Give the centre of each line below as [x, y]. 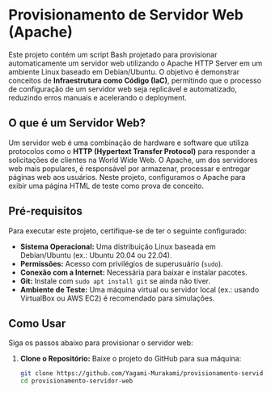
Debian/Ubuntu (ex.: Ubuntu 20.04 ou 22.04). [96, 255]
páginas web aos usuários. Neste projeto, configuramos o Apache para [127, 177]
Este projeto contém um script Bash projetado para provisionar [113, 54]
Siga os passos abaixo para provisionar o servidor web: [101, 343]
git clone [37, 374]
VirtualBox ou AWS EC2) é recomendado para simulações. [117, 298]
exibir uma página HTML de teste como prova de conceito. [106, 186]
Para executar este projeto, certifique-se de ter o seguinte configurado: [127, 231]
